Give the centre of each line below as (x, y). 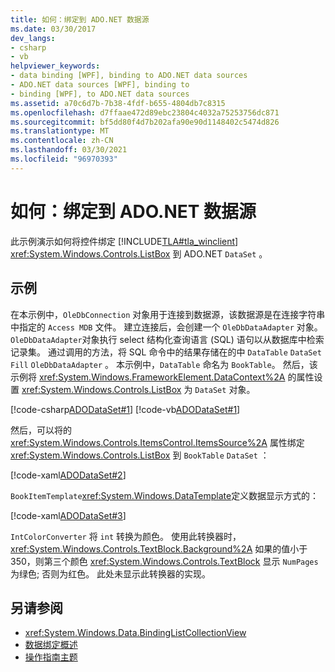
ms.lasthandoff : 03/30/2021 (69, 150)
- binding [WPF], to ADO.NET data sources (100, 94)
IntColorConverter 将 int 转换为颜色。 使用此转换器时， (126, 536)
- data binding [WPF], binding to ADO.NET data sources (129, 76)
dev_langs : (33, 38)
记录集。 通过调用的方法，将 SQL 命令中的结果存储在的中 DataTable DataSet (166, 352)
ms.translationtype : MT (60, 131)
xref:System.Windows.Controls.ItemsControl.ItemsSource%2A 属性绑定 (157, 442)
